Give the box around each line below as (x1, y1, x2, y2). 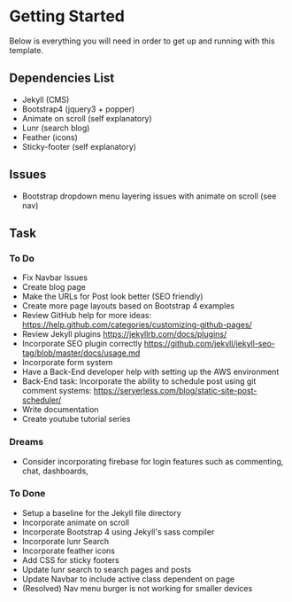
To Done (9, 488, 46, 500)
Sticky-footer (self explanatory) (21, 141, 137, 152)
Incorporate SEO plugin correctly (21, 339, 142, 349)
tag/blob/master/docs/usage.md (21, 348, 141, 358)
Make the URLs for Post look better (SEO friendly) (21, 291, 204, 302)
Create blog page (21, 282, 86, 293)
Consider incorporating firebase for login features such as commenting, (21, 456, 284, 466)
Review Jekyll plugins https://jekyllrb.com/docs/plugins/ (21, 329, 227, 340)
